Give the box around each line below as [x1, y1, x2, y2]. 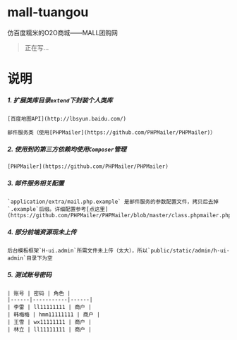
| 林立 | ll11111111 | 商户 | [7, 326, 92, 333]
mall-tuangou [7, 4, 89, 20]
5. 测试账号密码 [7, 270, 51, 279]
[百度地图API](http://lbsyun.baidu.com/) [7, 116, 127, 123]
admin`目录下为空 [7, 255, 53, 262]
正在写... [24, 43, 49, 51]
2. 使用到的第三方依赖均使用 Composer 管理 [7, 145, 127, 153]
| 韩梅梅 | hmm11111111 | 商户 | [7, 311, 100, 318]
